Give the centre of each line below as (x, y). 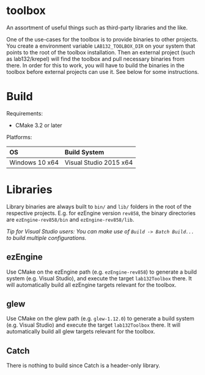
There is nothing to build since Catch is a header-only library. (83, 366)
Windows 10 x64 (34, 162)
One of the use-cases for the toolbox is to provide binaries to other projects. (102, 39)
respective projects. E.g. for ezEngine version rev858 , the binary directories (101, 213)
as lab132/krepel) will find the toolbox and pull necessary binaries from (95, 59)
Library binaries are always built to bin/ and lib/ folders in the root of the (99, 206)
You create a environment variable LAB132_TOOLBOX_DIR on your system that (101, 46)
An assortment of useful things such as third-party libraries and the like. (97, 27)
